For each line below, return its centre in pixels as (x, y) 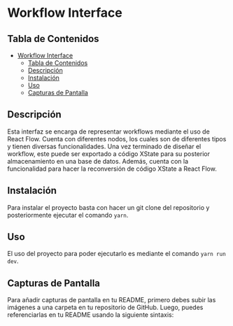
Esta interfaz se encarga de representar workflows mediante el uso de (108, 132)
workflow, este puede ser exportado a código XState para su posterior (108, 154)
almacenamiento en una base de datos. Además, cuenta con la (98, 161)
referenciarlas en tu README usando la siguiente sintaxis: (91, 315)
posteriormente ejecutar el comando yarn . (68, 215)
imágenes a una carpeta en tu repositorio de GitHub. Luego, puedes (105, 307)
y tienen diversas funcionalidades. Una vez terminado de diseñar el (104, 146)
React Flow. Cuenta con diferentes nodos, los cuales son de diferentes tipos (117, 139)
